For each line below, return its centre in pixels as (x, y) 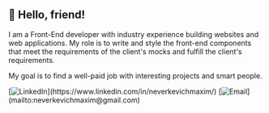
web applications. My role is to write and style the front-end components (130, 43)
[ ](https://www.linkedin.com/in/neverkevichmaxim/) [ (115, 91)
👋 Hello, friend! (47, 15)
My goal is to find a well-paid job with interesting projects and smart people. (135, 75)
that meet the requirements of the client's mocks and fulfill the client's (125, 51)
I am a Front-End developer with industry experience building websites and (134, 34)
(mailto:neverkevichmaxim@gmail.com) (74, 100)
